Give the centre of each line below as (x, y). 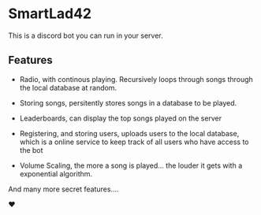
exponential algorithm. (56, 173)
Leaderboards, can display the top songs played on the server (121, 118)
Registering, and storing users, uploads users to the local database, (129, 133)
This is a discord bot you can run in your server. (86, 35)
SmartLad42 (50, 14)
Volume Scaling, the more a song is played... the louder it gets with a (131, 165)
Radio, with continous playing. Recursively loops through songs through (136, 79)
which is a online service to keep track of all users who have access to (134, 142)
